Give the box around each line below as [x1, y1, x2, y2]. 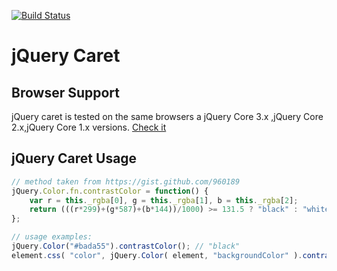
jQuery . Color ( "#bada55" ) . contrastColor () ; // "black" [11, 241, 241, 252]
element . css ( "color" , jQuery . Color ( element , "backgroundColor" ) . [11, 250, 303, 260]
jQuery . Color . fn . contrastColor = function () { [11, 186, 209, 196]
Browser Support [11, 84, 121, 101]
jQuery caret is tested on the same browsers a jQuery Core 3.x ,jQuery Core [11, 111, 324, 122]
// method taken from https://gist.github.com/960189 [11, 176, 241, 187]
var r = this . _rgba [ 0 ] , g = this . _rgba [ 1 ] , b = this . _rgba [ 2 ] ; [29, 195, 299, 205]
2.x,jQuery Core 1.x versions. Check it [11, 121, 167, 133]
